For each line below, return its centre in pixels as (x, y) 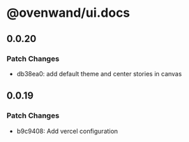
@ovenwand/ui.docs (68, 13)
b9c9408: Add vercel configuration (67, 131)
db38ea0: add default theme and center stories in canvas (99, 73)
